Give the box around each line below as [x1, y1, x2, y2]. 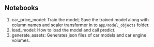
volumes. [11, 37, 30, 43]
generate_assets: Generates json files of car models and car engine [11, 32, 147, 38]
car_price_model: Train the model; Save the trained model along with [11, 16, 149, 22]
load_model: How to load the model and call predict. [11, 27, 116, 33]
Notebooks [4, 4, 39, 12]
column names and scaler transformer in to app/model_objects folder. [11, 22, 150, 28]
